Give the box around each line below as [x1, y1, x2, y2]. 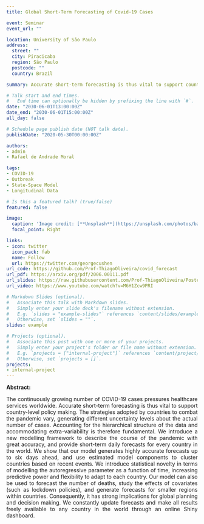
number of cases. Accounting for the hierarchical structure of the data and [6, 421, 198, 429]
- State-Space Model [6, 182, 59, 188]
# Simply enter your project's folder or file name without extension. [6, 344, 197, 351]
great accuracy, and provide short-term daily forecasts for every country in [6, 441, 198, 448]
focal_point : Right [12, 226, 61, 233]
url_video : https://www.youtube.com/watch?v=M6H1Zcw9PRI [6, 283, 154, 289]
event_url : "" [6, 26, 42, 32]
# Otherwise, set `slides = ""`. [6, 316, 97, 323]
